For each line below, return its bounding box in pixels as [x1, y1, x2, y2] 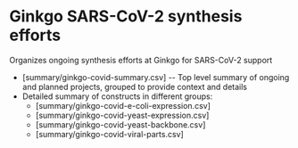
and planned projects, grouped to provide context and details [21, 81, 248, 92]
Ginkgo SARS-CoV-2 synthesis [9, 6, 243, 27]
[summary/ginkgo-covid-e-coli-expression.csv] [35, 100, 211, 111]
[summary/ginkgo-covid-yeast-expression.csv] [35, 110, 210, 120]
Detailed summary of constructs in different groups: [21, 91, 213, 102]
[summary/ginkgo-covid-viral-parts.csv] [35, 128, 185, 139]
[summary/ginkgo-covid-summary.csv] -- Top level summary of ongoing [21, 71, 290, 82]
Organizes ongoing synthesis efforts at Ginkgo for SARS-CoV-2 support [9, 54, 273, 65]
